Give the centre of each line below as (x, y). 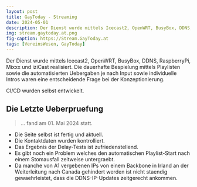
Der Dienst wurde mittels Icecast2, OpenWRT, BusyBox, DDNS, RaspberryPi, (98, 60)
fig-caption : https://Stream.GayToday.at (57, 39)
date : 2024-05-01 (27, 22)
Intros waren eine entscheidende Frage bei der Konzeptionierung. (85, 79)
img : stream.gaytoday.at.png (42, 33)
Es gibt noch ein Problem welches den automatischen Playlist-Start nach (102, 153)
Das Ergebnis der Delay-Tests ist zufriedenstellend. (77, 147)
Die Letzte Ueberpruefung (55, 109)
